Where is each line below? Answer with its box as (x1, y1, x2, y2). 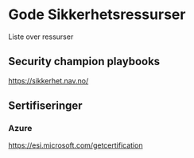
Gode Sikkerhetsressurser (8, 6, 186, 24)
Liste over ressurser (8, 32, 74, 41)
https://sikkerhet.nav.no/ (8, 75, 89, 85)
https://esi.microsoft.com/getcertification (8, 141, 143, 150)
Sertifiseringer (8, 99, 83, 113)
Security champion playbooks (8, 55, 161, 68)
